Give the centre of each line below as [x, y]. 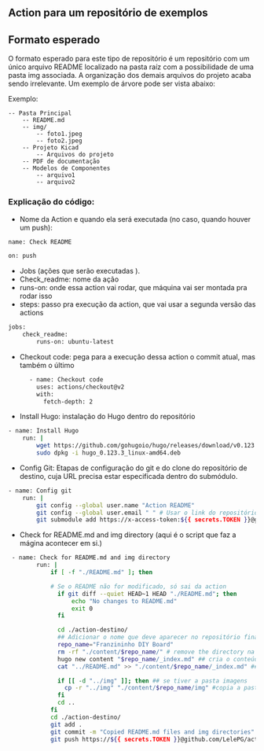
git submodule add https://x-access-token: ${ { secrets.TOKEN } [142, 520]
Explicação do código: [51, 202]
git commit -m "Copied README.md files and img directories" [152, 732]
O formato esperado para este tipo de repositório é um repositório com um [129, 59]
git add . [66, 724]
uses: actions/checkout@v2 [81, 387]
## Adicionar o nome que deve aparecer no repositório [149, 637]
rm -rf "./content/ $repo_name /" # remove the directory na [156, 652]
